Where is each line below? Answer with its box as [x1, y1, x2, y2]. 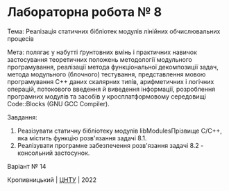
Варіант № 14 [7, 162, 46, 170]
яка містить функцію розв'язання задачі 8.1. [17, 133, 147, 142]
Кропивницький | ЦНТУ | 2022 [7, 175, 97, 184]
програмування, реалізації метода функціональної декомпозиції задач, [7, 63, 219, 71]
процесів [7, 34, 34, 42]
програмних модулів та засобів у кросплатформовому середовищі [7, 92, 207, 101]
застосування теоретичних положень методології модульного [7, 55, 192, 63]
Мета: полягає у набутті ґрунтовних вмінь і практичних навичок [7, 48, 198, 56]
